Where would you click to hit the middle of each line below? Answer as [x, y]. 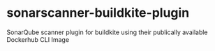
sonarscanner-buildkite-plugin [98, 13]
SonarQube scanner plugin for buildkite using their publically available [107, 32]
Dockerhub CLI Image [38, 39]
